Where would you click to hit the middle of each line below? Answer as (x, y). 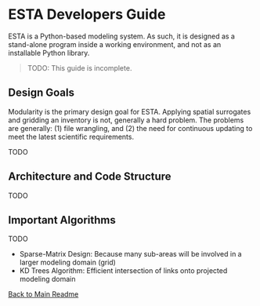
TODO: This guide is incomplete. (79, 67)
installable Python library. (49, 53)
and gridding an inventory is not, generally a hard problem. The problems (126, 120)
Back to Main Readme (43, 294)
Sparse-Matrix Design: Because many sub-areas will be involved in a (130, 254)
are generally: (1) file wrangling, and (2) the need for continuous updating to (130, 128)
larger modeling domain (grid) (67, 262)
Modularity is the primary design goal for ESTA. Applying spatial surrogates (130, 111)
